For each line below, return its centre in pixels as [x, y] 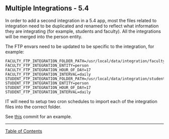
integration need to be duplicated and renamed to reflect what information [82, 26]
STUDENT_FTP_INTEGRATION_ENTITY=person [47, 83]
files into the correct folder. [33, 107]
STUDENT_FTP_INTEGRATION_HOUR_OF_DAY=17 [48, 87]
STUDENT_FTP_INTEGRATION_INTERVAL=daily [48, 92]
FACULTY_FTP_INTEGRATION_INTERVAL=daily [48, 74]
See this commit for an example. [38, 116]
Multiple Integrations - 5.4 [47, 8]
